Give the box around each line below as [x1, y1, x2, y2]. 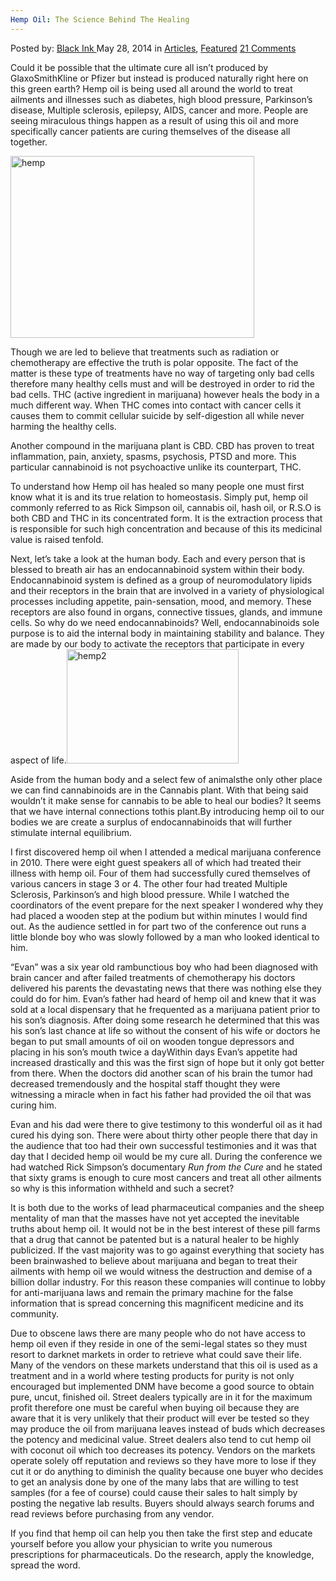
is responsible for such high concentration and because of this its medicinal [10, 522, 323, 535]
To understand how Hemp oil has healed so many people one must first [10, 480, 305, 492]
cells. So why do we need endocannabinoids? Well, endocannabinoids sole [10, 616, 320, 628]
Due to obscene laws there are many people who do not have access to [10, 1327, 306, 1339]
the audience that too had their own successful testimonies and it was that [10, 1139, 317, 1151]
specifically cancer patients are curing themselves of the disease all [10, 125, 291, 137]
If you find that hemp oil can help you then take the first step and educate [10, 1527, 313, 1539]
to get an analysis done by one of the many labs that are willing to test [10, 1476, 299, 1488]
